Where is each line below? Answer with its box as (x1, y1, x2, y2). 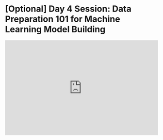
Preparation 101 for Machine (5, 14, 120, 25)
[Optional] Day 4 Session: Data (5, 3, 132, 14)
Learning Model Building (5, 24, 106, 35)
